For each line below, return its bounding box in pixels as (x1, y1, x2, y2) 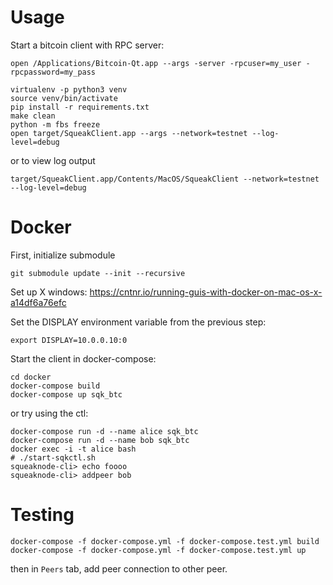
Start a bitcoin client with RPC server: (10, 39, 165, 51)
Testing (10, 504, 75, 526)
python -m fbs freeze (10, 119, 101, 130)
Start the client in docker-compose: (10, 352, 157, 365)
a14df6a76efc (10, 296, 67, 308)
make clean (10, 111, 56, 121)
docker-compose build (10, 381, 101, 391)
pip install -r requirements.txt (10, 102, 150, 112)
